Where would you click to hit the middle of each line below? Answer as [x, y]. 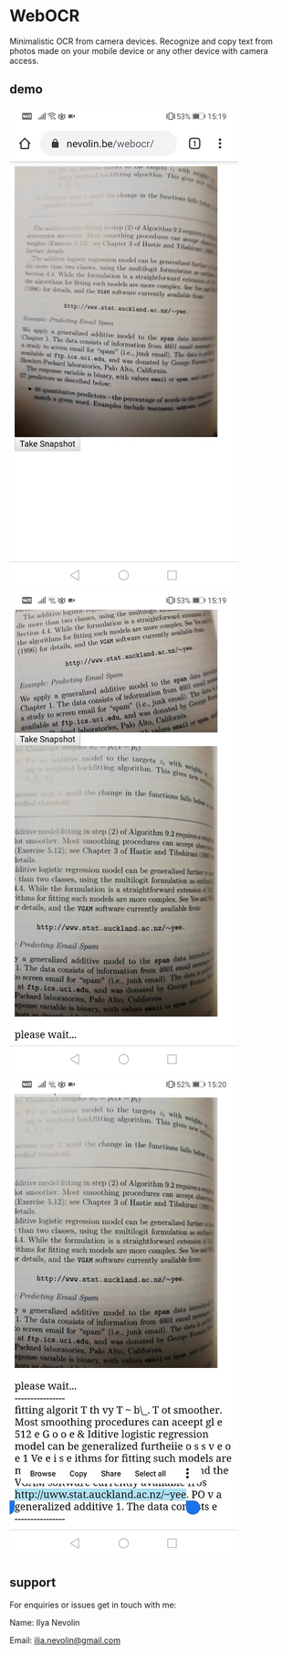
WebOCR [45, 16]
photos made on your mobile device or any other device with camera [139, 50]
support [33, 1583]
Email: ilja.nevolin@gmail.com [65, 1640]
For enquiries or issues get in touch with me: [93, 1605]
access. [24, 60]
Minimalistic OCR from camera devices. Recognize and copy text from [141, 41]
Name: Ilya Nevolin [45, 1622]
